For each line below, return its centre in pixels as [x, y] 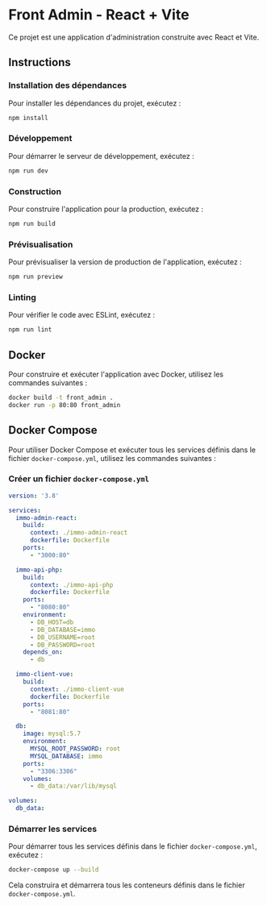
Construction [35, 191]
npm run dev [28, 171]
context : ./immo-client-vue [77, 689]
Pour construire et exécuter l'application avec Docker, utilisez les [116, 374]
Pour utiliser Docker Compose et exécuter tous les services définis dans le [132, 450]
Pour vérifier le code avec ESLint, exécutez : [82, 315]
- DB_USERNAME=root [62, 637]
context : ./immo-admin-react [79, 533]
